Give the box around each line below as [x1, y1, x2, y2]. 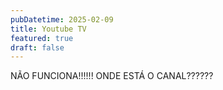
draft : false [10, 42, 65, 53]
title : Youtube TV [10, 24, 87, 34]
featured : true [10, 33, 74, 43]
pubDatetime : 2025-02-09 [10, 14, 114, 25]
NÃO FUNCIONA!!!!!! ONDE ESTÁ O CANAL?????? [10, 70, 214, 82]
